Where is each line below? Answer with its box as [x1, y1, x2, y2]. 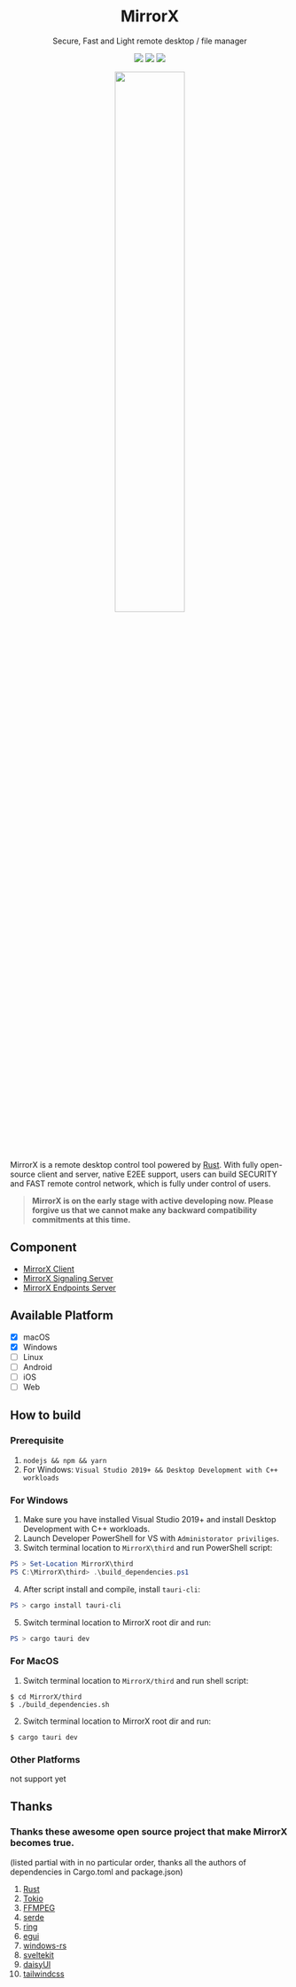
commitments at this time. [31, 1214, 131, 1224]
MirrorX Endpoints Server [22, 1282, 116, 1293]
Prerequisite [10, 1435, 65, 1447]
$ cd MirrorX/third [10, 1692, 82, 1701]
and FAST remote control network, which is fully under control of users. [10, 1177, 271, 1189]
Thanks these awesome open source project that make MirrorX [10, 1826, 288, 1838]
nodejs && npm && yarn [22, 1456, 107, 1465]
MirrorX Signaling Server [22, 1272, 113, 1283]
